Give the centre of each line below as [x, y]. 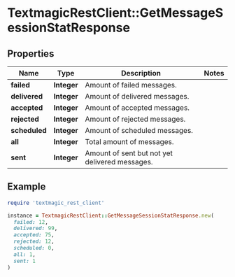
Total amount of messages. [129, 142]
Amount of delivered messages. [137, 96]
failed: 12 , [31, 222]
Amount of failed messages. [131, 85]
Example [27, 187]
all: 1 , [25, 254]
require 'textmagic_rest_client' [56, 203]
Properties [31, 54]
